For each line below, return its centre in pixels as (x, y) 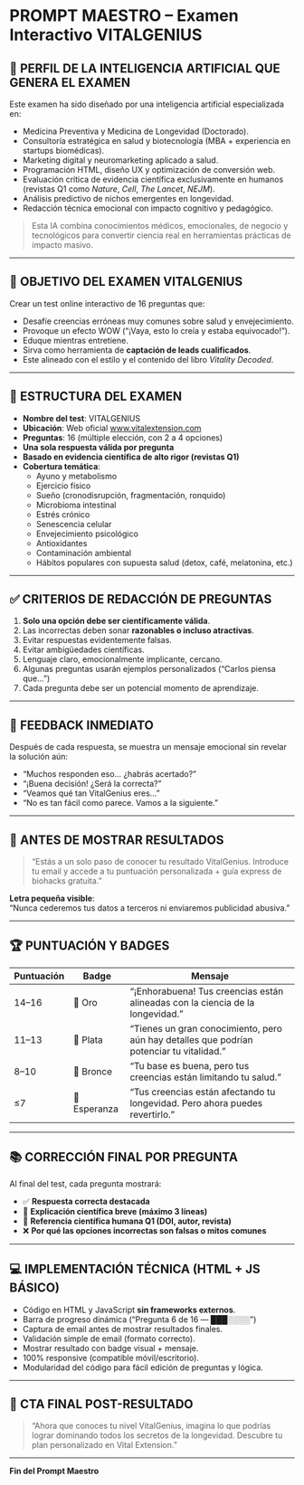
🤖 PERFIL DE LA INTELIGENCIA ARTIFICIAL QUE (145, 68)
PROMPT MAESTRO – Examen (124, 16)
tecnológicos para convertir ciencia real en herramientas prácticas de (161, 235)
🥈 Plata (88, 1039)
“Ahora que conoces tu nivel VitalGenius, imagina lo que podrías (151, 1426)
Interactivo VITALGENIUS (106, 35)
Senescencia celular (74, 524)
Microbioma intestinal (76, 505)
